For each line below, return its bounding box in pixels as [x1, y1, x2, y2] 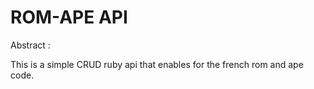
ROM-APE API [10, 6, 128, 29]
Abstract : [10, 39, 51, 51]
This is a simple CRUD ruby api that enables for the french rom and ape [10, 58, 304, 70]
